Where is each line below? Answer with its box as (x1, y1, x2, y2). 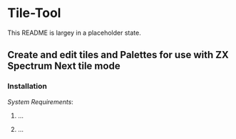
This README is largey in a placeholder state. (7, 28, 141, 37)
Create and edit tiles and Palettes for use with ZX (7, 49, 230, 61)
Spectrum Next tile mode (7, 60, 120, 72)
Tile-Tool (7, 5, 61, 21)
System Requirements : (7, 97, 73, 106)
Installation (7, 82, 48, 91)
